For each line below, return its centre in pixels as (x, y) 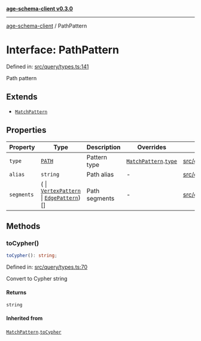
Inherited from (25, 318)
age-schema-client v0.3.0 (40, 9)
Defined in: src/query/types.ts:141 (48, 66)
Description (103, 147)
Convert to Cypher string (37, 279)
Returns (16, 292)
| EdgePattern (60, 197)
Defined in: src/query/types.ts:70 (47, 267)
